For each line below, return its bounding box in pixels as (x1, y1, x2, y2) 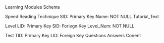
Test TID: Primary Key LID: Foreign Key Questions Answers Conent (5, 33, 141, 38)
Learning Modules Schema (5, 4, 60, 10)
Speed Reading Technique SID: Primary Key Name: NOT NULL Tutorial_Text (5, 14, 160, 19)
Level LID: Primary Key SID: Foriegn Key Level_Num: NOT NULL (5, 23, 135, 29)
